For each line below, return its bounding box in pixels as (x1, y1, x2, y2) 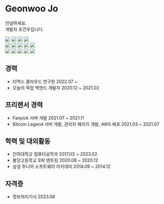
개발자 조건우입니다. (5, 26, 44, 32)
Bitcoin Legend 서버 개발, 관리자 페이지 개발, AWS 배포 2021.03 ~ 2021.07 (12, 121, 160, 127)
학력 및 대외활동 (5, 137, 51, 145)
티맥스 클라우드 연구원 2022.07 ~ (12, 78, 78, 85)
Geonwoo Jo (5, 3, 59, 14)
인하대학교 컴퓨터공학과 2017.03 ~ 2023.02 (12, 151, 98, 157)
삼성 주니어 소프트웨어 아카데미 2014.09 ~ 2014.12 (12, 164, 111, 170)
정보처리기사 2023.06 (12, 194, 56, 200)
